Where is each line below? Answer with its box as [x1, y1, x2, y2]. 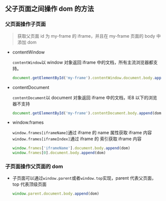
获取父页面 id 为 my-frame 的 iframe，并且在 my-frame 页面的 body [17, 33, 155, 39]
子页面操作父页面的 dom [5, 163, 63, 170]
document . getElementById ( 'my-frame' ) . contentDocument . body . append [12, 110, 153, 115]
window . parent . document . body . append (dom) [12, 191, 100, 197]
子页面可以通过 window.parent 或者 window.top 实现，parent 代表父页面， [12, 175, 157, 181]
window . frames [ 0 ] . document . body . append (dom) [12, 151, 106, 155]
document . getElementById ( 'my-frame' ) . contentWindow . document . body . [12, 75, 155, 80]
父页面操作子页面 [5, 21, 46, 28]
